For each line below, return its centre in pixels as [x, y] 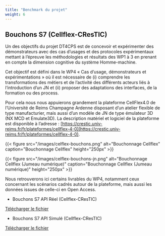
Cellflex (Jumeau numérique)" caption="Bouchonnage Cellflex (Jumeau [79, 164]
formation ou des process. [32, 93]
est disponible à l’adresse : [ [34, 124]
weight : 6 [15, 14]
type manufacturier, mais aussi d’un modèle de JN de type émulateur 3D [79, 113]
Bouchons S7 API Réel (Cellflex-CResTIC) [55, 199]
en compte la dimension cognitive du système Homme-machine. [71, 62]
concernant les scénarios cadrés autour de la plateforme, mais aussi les [79, 184]
